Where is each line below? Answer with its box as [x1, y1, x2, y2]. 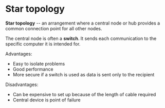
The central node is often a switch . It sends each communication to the [5, 35, 157, 41]
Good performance [12, 66, 53, 72]
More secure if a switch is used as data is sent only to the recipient [12, 71, 155, 77]
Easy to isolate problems [12, 60, 65, 67]
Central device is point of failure [12, 97, 81, 103]
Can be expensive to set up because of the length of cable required [12, 91, 156, 97]
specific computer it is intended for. [5, 40, 81, 47]
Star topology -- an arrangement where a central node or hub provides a [5, 20, 160, 26]
